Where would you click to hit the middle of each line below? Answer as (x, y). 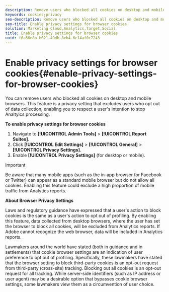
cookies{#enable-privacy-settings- (81, 74)
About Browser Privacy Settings (39, 200)
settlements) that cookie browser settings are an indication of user (74, 252)
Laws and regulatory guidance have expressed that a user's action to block (83, 210)
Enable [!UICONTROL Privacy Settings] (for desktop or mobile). (79, 155)
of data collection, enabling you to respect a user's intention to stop (75, 109)
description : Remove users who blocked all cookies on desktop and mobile (85, 10)
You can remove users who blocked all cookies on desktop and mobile (78, 98)
